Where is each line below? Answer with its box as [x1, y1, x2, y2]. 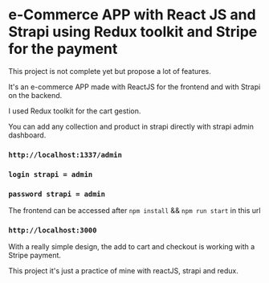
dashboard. [8, 130, 47, 140]
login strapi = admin [8, 170, 93, 178]
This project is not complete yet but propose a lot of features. [8, 66, 211, 76]
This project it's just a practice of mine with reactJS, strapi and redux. [8, 266, 239, 276]
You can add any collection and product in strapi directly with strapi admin [8, 121, 255, 131]
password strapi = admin [8, 189, 106, 199]
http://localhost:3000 [8, 226, 97, 235]
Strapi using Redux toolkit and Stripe [8, 23, 258, 41]
